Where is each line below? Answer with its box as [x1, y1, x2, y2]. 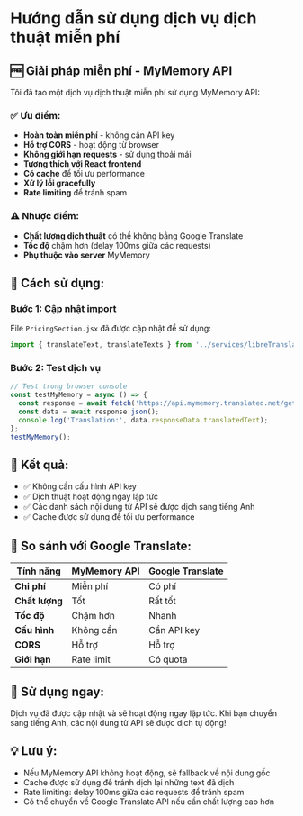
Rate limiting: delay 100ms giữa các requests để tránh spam [22, 786, 245, 797]
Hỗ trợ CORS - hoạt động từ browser [22, 140, 160, 150]
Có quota [148, 653, 188, 666]
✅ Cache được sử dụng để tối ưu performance [22, 512, 195, 522]
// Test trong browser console [10, 382, 128, 391]
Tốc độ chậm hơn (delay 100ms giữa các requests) [22, 240, 212, 250]
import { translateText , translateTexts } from [10, 340, 192, 349]
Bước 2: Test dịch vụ [10, 362, 102, 375]
